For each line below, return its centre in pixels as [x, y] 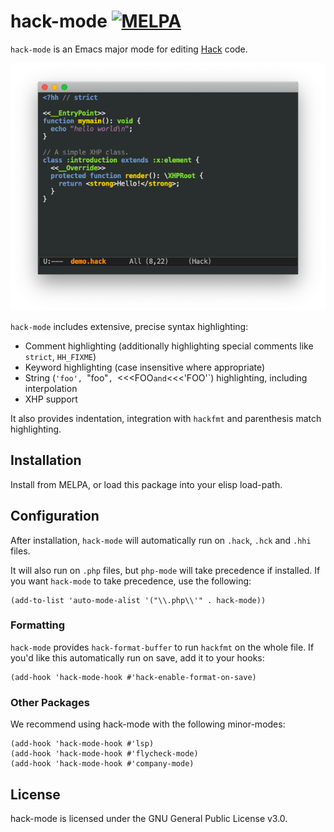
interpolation [51, 388]
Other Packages [50, 702]
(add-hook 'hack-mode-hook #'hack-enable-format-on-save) [133, 677]
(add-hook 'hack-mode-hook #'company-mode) [102, 764]
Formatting [38, 625]
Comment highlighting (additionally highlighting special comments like [169, 346]
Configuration [55, 516]
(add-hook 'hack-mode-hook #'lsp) [82, 744]
